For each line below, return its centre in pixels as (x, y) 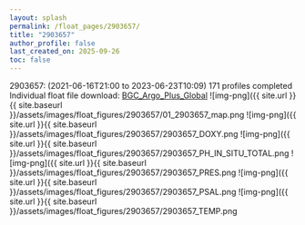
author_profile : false (52, 43)
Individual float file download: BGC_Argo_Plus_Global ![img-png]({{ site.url (148, 95)
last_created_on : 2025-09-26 (65, 52)
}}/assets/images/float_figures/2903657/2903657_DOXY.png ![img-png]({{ (150, 134)
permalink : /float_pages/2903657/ (75, 26)
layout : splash (38, 18)
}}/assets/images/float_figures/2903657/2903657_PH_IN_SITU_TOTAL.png (149, 153)
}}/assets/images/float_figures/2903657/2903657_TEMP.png (124, 211)
